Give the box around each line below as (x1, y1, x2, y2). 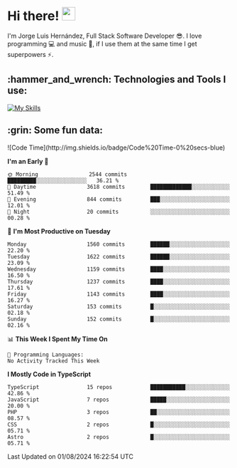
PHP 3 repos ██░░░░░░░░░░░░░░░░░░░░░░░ (7, 408, 231, 415)
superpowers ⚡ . (7, 50, 54, 58)
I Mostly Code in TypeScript (7, 370, 91, 378)
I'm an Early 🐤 (7, 157, 49, 165)
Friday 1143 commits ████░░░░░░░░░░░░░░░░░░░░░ (7, 291, 231, 298)
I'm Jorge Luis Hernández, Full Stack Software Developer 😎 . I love (7, 31, 202, 40)
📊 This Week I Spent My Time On (7, 334, 108, 343)
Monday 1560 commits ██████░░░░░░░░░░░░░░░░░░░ (7, 241, 231, 248)
